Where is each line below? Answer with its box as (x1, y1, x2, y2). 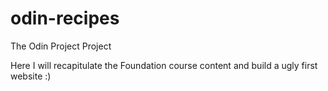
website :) (10, 70, 52, 82)
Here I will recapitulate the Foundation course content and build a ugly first (10, 59, 318, 71)
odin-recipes (10, 7, 120, 30)
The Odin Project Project (10, 40, 112, 52)
